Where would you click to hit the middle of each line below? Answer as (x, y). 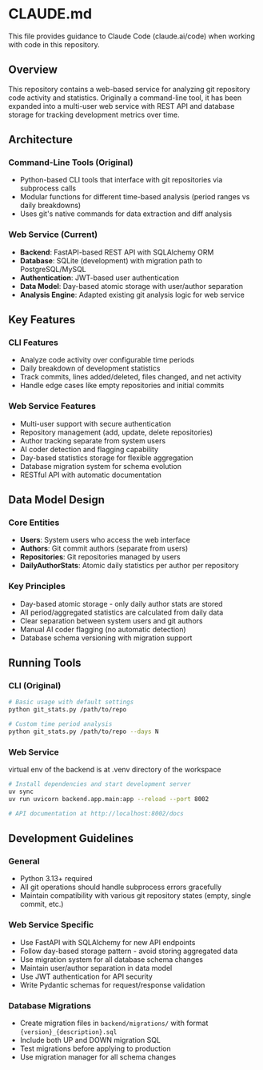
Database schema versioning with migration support (106, 638)
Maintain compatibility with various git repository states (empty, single (135, 896)
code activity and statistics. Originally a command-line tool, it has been (125, 98)
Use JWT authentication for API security (86, 976)
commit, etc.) (42, 904)
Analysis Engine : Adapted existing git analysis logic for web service (132, 295)
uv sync (21, 792)
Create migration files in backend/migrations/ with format (114, 1023)
